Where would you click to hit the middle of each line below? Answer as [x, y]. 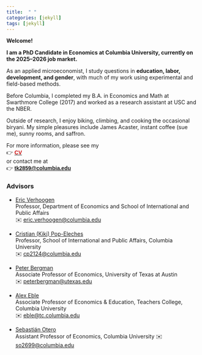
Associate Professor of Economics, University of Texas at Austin [96, 274]
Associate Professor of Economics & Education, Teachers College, [99, 302]
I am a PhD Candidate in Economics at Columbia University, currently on [100, 53]
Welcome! [20, 41]
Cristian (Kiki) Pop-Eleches [49, 234]
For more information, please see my [53, 146]
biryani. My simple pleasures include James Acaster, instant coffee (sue [97, 127]
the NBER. [19, 109]
